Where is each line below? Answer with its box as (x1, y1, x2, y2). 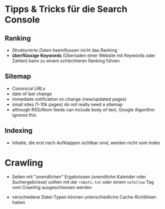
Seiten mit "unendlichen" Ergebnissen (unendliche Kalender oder (11, 174, 146, 180)
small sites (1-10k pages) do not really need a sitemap (11, 101, 123, 107)
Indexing (4, 126, 33, 135)
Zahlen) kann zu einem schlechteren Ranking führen (11, 58, 120, 63)
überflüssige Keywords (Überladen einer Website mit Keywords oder (11, 52, 155, 58)
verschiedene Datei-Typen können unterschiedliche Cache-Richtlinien (11, 194, 156, 200)
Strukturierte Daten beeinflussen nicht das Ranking (11, 47, 117, 53)
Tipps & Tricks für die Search (4, 3, 127, 15)
